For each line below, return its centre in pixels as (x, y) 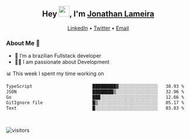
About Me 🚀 (23, 43)
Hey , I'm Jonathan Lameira (98, 14)
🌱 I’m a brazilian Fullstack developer (58, 56)
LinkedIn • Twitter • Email (98, 28)
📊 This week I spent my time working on (55, 74)
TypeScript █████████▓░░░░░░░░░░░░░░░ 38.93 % (95, 87)
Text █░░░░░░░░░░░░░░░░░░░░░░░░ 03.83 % (95, 108)
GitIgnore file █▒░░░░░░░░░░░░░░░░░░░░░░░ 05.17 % (95, 102)
